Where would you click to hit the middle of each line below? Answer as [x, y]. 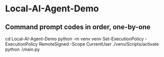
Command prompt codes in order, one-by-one [78, 27]
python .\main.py [22, 49]
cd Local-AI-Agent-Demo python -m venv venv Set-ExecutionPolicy [75, 39]
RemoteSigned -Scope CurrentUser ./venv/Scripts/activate [99, 44]
